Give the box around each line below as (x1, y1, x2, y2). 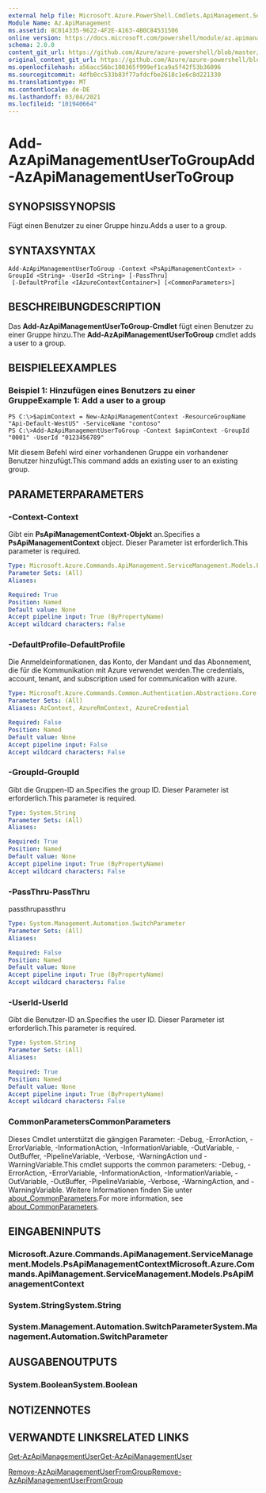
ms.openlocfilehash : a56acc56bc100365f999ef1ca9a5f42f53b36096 (8, 64, 222, 71)
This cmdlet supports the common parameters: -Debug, (63, 1159, 246, 1169)
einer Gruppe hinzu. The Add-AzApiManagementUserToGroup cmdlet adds (8, 330, 256, 339)
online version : (8, 33, 62, 42)
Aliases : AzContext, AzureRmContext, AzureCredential (8, 704, 190, 712)
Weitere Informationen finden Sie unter (66, 1185, 192, 1194)
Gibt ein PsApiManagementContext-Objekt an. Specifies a (8, 530, 200, 539)
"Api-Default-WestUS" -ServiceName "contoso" (8, 420, 161, 428)
